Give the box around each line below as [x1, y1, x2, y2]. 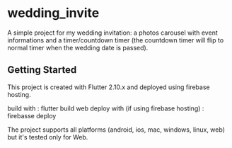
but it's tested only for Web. [7, 132, 88, 141]
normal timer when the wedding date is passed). [7, 43, 149, 52]
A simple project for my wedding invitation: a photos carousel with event [7, 28, 218, 37]
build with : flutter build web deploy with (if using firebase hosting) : [7, 104, 204, 113]
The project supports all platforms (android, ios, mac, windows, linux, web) [7, 125, 225, 134]
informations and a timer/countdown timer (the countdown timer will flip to [7, 35, 224, 44]
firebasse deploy [7, 111, 57, 120]
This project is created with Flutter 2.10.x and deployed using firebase [7, 83, 210, 91]
